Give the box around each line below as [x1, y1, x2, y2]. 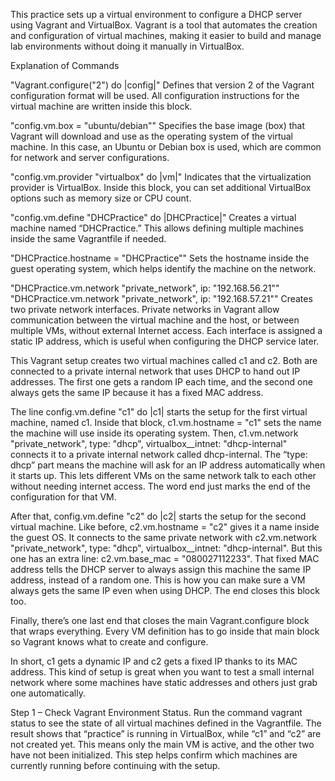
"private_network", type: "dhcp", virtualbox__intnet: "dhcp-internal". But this [10, 542, 323, 554]
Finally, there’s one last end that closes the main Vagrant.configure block [10, 615, 310, 626]
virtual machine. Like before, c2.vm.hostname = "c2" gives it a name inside [10, 521, 320, 533]
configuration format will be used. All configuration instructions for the [10, 90, 300, 101]
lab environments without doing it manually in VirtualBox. [10, 40, 245, 52]
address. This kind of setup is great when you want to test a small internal [10, 666, 315, 678]
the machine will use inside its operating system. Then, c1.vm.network [10, 427, 299, 439]
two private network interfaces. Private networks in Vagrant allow [10, 304, 280, 315]
